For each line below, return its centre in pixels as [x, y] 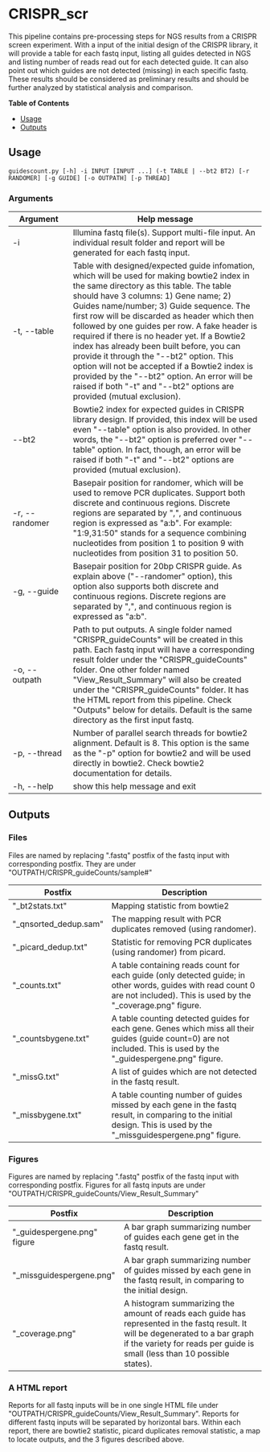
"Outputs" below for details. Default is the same [162, 710]
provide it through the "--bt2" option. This [153, 356]
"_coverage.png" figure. [157, 1005]
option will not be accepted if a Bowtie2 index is [163, 367]
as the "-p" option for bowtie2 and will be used [162, 753]
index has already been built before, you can [157, 347]
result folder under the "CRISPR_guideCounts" [160, 660]
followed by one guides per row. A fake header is [165, 326]
